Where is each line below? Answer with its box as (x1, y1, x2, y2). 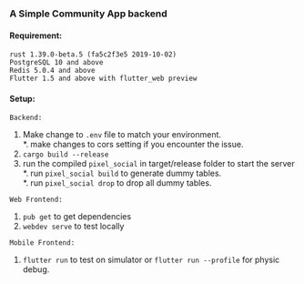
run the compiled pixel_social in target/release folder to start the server (22, 158, 296, 169)
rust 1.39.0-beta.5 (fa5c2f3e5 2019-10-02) (9, 50, 177, 59)
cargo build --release (22, 150, 109, 159)
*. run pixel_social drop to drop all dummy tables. (22, 177, 212, 188)
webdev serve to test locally (22, 221, 125, 232)
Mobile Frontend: (9, 238, 76, 248)
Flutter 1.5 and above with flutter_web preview (9, 74, 198, 84)
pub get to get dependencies (22, 211, 132, 222)
